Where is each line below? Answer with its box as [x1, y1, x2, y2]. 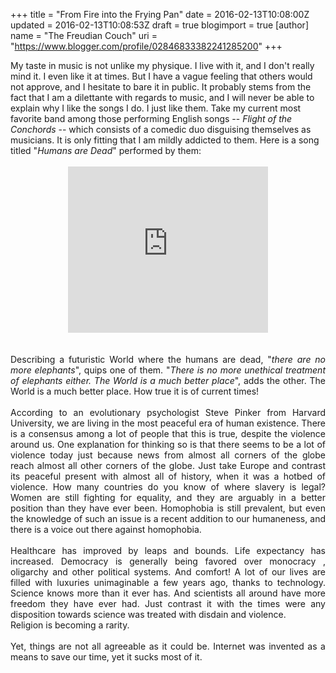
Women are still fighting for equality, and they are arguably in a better [10, 492, 326, 503]
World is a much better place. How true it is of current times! [10, 385, 260, 397]
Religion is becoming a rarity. [10, 619, 130, 631]
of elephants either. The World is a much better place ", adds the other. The [10, 375, 326, 386]
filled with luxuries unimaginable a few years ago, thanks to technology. [10, 577, 326, 588]
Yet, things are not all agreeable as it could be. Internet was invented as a [10, 640, 326, 652]
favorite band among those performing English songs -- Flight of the [10, 113, 293, 124]
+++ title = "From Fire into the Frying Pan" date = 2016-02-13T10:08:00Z [10, 9, 310, 20]
